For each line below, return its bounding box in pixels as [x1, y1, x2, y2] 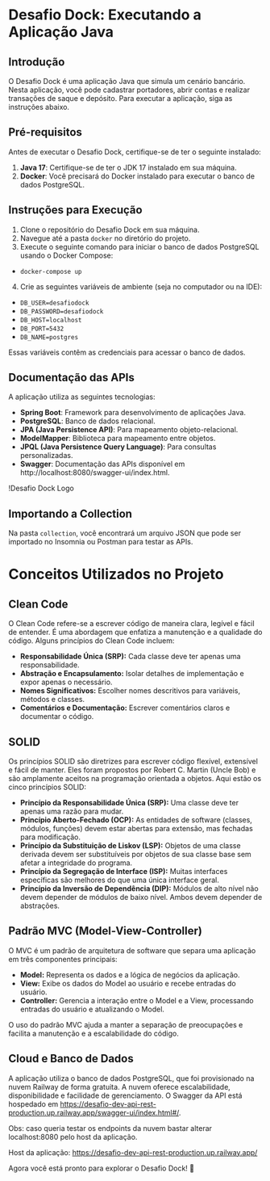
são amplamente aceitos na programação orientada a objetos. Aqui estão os [8, 774, 262, 784]
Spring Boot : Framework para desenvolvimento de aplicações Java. [19, 408, 246, 418]
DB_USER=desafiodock [19, 299, 89, 307]
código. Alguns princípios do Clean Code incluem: [8, 636, 175, 645]
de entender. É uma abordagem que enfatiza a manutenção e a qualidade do [8, 628, 263, 637]
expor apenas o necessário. [19, 677, 113, 687]
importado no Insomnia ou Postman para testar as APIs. [8, 537, 193, 547]
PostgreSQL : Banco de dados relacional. [19, 416, 156, 426]
